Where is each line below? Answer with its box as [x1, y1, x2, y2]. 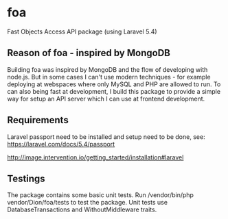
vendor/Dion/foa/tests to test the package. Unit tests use [7, 198, 168, 207]
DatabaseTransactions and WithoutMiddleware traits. [7, 205, 157, 214]
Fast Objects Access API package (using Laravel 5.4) [7, 27, 157, 36]
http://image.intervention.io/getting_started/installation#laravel [7, 153, 184, 162]
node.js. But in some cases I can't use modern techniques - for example [7, 73, 211, 81]
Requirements [7, 114, 69, 126]
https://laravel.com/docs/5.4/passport [7, 140, 115, 148]
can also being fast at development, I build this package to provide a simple [7, 87, 221, 95]
